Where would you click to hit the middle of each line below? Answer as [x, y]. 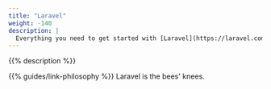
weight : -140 [30, 23]
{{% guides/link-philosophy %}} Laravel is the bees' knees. [107, 76]
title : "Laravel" [38, 16]
